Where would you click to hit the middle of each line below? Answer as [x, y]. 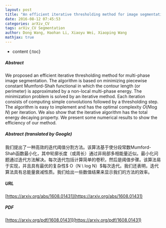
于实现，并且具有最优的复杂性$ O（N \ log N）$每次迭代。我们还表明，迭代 [82, 166]
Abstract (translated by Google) [39, 134]
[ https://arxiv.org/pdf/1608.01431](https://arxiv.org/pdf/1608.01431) [73, 220]
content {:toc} [26, 51]
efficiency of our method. [31, 122]
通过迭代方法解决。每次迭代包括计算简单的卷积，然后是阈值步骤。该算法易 [85, 160]
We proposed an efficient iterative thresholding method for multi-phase [78, 75]
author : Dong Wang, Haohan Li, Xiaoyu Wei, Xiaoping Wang [66, 33]
